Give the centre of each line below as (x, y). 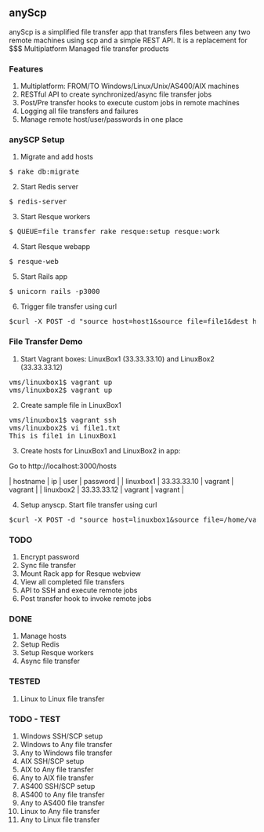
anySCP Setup (37, 140)
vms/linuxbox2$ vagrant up (61, 390)
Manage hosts (43, 636)
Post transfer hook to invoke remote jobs (86, 599)
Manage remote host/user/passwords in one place (101, 119)
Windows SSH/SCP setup (61, 736)
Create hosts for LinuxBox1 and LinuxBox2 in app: (100, 450)
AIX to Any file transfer (57, 769)
